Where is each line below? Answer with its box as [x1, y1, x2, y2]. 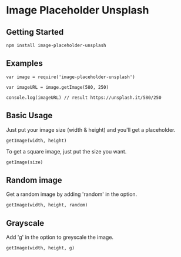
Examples [6, 58, 43, 68]
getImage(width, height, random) [6, 202, 88, 208]
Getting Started [6, 27, 64, 37]
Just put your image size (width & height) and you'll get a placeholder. [6, 126, 176, 133]
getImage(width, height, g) [6, 245, 75, 251]
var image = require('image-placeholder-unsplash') [6, 74, 135, 80]
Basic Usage [6, 111, 53, 121]
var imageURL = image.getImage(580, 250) [6, 84, 109, 90]
